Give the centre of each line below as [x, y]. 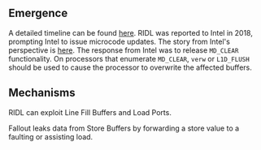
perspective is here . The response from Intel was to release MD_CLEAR [124, 50]
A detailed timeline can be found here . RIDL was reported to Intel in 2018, [131, 32]
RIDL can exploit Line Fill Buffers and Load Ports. [90, 112]
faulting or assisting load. [51, 136]
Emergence [38, 13]
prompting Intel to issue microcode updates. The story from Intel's [119, 41]
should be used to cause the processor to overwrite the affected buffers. [130, 67]
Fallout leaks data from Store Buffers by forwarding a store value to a [124, 128]
